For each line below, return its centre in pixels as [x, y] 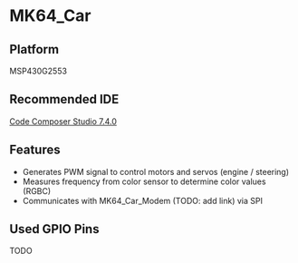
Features [35, 150]
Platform [34, 49]
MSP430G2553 [38, 71]
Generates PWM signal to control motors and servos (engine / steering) [156, 171]
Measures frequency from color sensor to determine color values [144, 181]
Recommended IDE [64, 99]
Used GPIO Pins [54, 229]
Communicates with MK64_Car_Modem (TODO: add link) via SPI [142, 200]
